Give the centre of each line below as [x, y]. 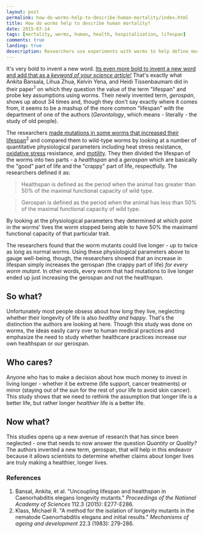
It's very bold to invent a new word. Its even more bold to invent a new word [101, 69]
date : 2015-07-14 [28, 29]
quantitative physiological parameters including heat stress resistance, [95, 147]
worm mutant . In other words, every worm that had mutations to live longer [100, 271]
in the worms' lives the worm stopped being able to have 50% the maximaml [102, 227]
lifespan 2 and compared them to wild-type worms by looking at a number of [101, 140]
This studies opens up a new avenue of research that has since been [93, 437]
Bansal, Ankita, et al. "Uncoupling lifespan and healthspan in [90, 491]
